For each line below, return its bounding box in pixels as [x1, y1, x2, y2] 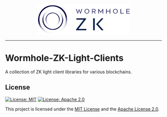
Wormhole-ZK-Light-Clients [5, 53, 124, 64]
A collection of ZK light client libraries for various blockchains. [5, 68, 132, 75]
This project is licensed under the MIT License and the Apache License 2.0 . [5, 106, 160, 112]
